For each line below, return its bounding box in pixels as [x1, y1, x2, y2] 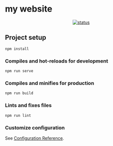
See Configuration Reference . [5, 135, 64, 141]
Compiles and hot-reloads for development [5, 57, 109, 64]
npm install [5, 46, 29, 51]
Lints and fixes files [5, 102, 52, 109]
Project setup [5, 33, 47, 42]
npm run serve [5, 69, 34, 74]
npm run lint [5, 113, 31, 118]
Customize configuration [5, 124, 65, 131]
